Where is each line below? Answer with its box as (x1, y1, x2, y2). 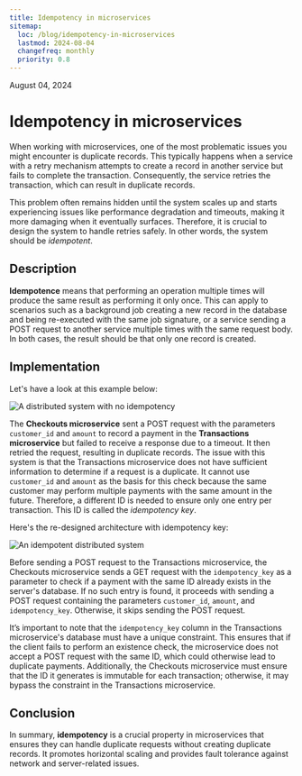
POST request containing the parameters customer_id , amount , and (9, 595, 255, 606)
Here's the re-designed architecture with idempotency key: (9, 522, 229, 533)
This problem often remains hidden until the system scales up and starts (9, 196, 278, 207)
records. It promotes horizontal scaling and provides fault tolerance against (9, 749, 288, 760)
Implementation (9, 360, 101, 375)
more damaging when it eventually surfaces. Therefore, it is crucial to (9, 215, 268, 226)
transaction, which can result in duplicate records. (9, 179, 196, 190)
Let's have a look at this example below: (9, 383, 158, 394)
